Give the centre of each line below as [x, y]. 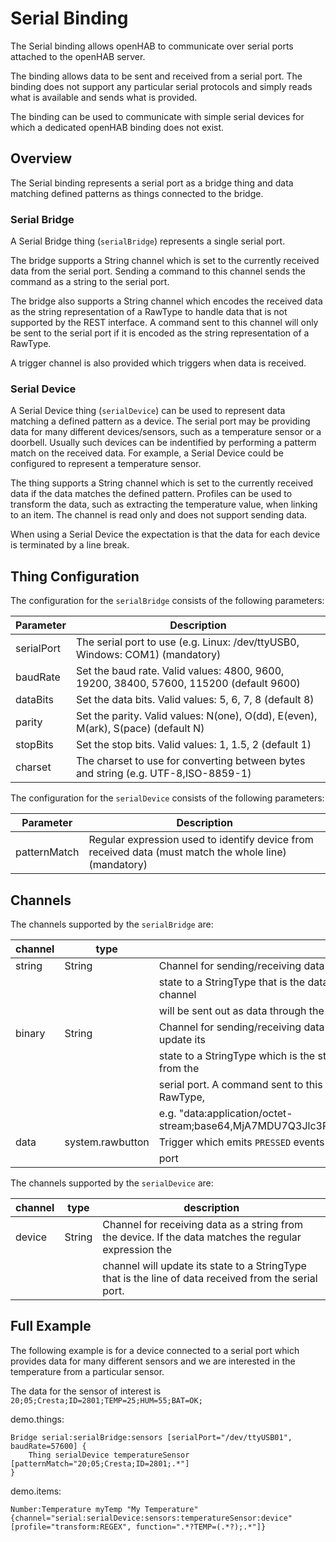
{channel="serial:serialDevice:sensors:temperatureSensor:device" [151, 1518]
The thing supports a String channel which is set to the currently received [162, 483]
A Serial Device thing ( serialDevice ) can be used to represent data [148, 411]
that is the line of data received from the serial [210, 1278]
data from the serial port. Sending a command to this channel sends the [158, 271]
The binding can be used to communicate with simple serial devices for [157, 116]
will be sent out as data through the [241, 1010]
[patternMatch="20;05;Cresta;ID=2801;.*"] [100, 1463]
